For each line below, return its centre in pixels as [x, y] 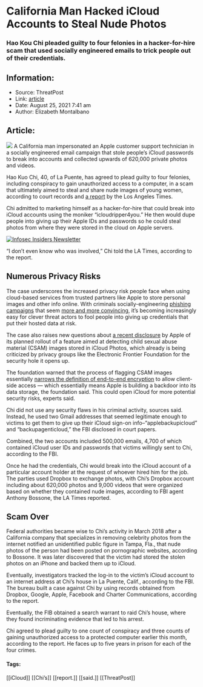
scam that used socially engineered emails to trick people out [98, 51]
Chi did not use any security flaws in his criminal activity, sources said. [95, 410]
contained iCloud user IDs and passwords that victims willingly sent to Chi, [99, 447]
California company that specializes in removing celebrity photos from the [98, 538]
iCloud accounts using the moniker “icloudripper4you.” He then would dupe [101, 214]
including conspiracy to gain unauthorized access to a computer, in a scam [100, 184]
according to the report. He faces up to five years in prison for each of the [99, 644]
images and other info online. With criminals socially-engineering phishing [99, 304]
